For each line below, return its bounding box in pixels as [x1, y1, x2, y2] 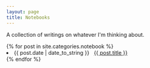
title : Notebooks [6, 14, 50, 20]
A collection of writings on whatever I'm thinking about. [6, 31, 145, 38]
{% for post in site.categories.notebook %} [6, 43, 114, 50]
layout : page [6, 8, 39, 15]
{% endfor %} [6, 55, 41, 63]
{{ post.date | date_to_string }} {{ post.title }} [14, 49, 128, 56]
